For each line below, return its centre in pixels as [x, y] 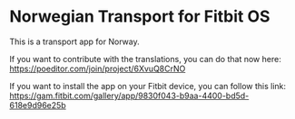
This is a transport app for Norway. [74, 41]
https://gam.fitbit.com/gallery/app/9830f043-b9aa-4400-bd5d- [129, 96]
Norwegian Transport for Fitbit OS [140, 17]
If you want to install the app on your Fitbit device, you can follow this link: [148, 86]
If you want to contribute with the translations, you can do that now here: [145, 59]
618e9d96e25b [38, 105]
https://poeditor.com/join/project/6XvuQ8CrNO [98, 69]
